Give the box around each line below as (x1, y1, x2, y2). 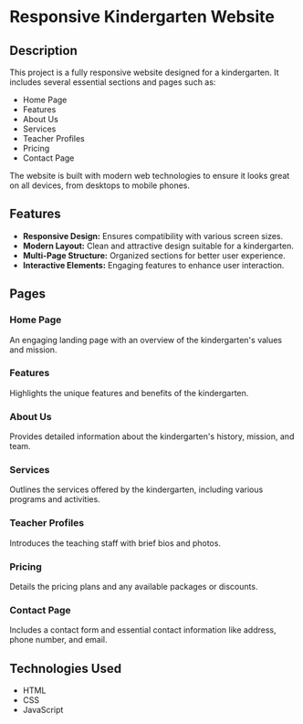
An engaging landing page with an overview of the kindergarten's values (9, 334, 283, 345)
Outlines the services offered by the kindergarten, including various (9, 484, 264, 495)
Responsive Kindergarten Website (9, 6, 276, 27)
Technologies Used (9, 660, 121, 677)
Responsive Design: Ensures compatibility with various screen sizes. (22, 230, 284, 241)
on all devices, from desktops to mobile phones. (9, 180, 190, 191)
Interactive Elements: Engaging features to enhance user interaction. (22, 259, 285, 270)
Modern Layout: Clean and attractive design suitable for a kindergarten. (22, 240, 294, 251)
